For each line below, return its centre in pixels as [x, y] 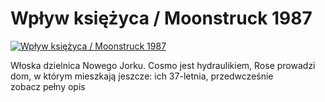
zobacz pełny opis [48, 86]
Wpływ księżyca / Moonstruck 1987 [161, 18]
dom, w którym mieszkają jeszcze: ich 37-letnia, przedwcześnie [142, 76]
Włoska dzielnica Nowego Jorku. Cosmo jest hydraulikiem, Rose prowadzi [163, 65]
